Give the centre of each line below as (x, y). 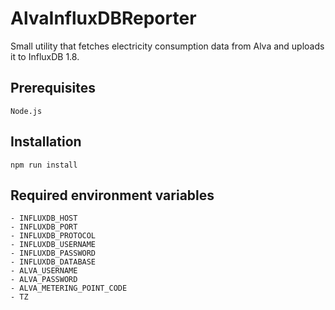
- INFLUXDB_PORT (44, 227)
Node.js (26, 111)
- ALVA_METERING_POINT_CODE (69, 288)
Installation (46, 142)
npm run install (44, 165)
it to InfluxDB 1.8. (45, 56)
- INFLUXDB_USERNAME (53, 245)
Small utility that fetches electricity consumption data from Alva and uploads (167, 46)
